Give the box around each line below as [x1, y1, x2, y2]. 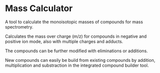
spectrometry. [5, 24, 33, 29]
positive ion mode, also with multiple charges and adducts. [5, 38, 123, 44]
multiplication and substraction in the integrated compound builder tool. [5, 62, 149, 68]
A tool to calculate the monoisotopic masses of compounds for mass [5, 19, 143, 25]
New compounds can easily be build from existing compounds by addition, [5, 57, 156, 63]
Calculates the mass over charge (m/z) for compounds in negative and [5, 33, 147, 39]
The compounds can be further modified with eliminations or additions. [5, 48, 148, 54]
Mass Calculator [5, 3, 73, 14]
